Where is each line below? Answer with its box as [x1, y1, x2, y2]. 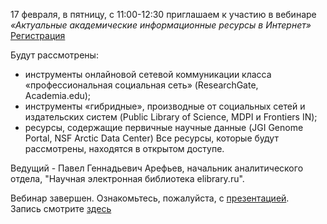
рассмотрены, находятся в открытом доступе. [24, 143, 225, 154]
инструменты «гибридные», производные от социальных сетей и [24, 100, 306, 112]
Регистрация [10, 30, 66, 41]
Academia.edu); [24, 90, 92, 101]
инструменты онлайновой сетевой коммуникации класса [24, 69, 272, 80]
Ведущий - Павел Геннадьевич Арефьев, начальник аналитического [10, 162, 304, 174]
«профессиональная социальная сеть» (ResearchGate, [24, 79, 259, 91]
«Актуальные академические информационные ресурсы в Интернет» [10, 19, 312, 31]
